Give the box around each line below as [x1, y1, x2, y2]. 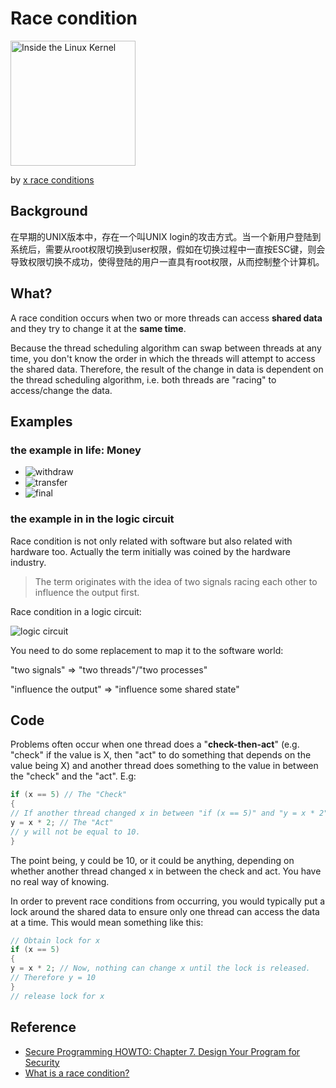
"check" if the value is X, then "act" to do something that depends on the [10, 749, 312, 761]
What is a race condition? [24, 1067, 130, 1079]
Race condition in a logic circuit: [10, 605, 142, 617]
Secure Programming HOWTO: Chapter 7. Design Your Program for [24, 1045, 301, 1057]
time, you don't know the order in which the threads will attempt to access [10, 352, 316, 364]
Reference [10, 1019, 77, 1036]
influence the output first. [34, 586, 140, 598]
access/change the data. [10, 384, 113, 396]
